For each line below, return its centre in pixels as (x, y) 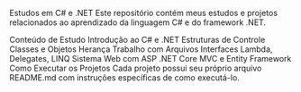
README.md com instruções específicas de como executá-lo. (125, 78)
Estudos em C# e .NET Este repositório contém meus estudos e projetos (143, 13)
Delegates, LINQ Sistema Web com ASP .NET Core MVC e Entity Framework (150, 59)
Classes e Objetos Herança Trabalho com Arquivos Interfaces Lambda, (141, 49)
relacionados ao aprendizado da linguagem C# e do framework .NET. (138, 22)
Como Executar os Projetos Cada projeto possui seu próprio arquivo (136, 68)
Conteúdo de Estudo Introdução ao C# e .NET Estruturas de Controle (137, 40)
